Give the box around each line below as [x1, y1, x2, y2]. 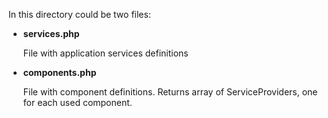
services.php [22, 28, 80, 39]
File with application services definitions [22, 47, 189, 59]
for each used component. [22, 97, 133, 108]
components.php [22, 67, 97, 78]
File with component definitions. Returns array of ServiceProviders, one [22, 86, 318, 98]
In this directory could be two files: [8, 9, 151, 20]
